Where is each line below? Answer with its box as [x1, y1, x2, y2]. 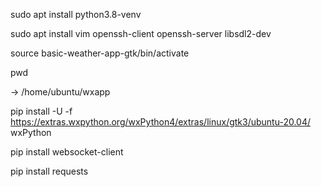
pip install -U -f [10, 105, 73, 117]
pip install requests [10, 165, 89, 177]
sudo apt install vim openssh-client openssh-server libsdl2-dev [10, 28, 272, 39]
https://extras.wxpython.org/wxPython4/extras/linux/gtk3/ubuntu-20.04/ [10, 116, 311, 128]
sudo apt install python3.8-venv [10, 9, 142, 20]
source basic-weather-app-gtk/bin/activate [10, 47, 190, 59]
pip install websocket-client [10, 146, 124, 158]
